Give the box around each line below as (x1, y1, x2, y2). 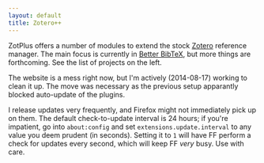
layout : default (8, 11, 62, 20)
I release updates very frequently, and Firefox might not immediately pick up (8, 104, 257, 115)
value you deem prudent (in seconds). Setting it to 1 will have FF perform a (8, 130, 251, 139)
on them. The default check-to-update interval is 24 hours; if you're (8, 113, 228, 123)
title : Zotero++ (8, 19, 62, 27)
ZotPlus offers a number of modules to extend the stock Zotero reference (8, 40, 247, 50)
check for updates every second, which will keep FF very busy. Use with (8, 138, 244, 148)
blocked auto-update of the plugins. (8, 89, 126, 99)
